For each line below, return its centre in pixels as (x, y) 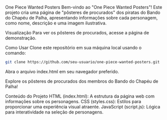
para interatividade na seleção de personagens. (54, 112)
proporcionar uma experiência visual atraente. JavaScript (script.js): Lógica (83, 107)
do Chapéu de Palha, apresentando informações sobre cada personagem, (81, 18)
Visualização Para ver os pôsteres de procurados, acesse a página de (77, 33)
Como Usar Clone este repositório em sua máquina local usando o (73, 48)
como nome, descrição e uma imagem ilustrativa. (56, 23)
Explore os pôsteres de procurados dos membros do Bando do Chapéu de (82, 81)
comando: (15, 53)
